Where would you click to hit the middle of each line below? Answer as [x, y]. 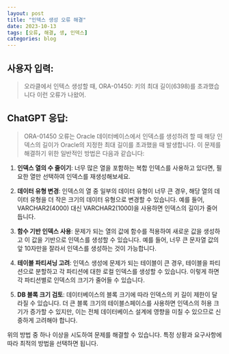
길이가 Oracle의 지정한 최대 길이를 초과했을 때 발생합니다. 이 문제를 [132, 144]
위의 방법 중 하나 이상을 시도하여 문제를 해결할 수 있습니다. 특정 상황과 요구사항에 [114, 334]
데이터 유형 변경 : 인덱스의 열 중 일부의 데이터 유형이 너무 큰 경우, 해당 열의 [115, 191]
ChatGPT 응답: [38, 118]
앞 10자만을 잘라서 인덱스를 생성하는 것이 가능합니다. [87, 248]
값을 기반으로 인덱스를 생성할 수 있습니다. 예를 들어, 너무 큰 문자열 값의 [125, 240]
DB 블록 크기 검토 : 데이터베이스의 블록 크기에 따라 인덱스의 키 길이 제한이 [113, 294]
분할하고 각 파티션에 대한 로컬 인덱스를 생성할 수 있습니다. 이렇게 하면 [127, 271]
